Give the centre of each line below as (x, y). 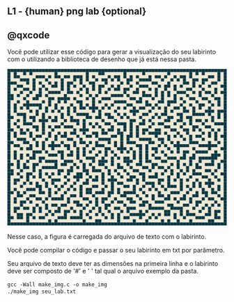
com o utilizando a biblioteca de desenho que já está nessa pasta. (102, 59)
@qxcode (29, 35)
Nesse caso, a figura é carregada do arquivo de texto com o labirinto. (107, 237)
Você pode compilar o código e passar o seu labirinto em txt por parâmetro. (116, 250)
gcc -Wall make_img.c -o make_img (57, 285)
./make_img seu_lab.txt (42, 292)
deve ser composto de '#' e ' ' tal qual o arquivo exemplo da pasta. (103, 271)
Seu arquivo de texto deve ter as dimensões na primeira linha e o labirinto (113, 263)
